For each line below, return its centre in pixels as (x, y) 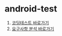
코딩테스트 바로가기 (30, 23)
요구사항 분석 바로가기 (33, 29)
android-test (31, 9)
